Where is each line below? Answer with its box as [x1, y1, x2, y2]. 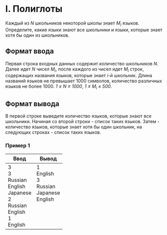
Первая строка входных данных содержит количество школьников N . [5, 60, 159, 66]
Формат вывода [5, 99, 60, 108]
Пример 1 [5, 142, 30, 149]
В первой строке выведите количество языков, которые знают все [5, 113, 152, 119]
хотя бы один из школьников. [5, 32, 70, 38]
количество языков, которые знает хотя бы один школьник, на [5, 124, 142, 130]
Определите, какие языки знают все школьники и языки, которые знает [5, 27, 162, 33]
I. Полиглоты [5, 3, 63, 15]
